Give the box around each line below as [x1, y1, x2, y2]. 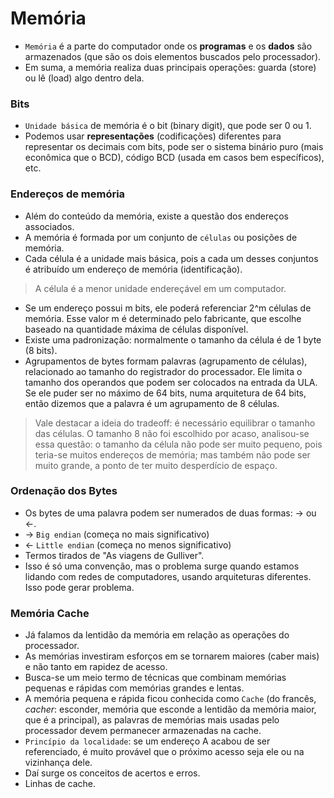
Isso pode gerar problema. [24, 581, 135, 593]
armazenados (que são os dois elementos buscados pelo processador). [24, 50, 322, 62]
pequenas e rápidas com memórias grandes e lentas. [24, 682, 245, 694]
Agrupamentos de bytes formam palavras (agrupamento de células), [24, 355, 308, 367]
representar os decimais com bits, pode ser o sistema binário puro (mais [24, 141, 324, 153]
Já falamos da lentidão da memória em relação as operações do [24, 629, 290, 641]
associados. [24, 220, 75, 232]
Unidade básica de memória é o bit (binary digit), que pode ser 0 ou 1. [24, 120, 312, 132]
